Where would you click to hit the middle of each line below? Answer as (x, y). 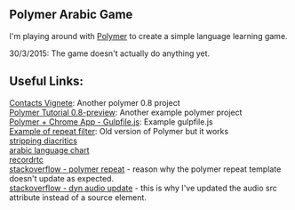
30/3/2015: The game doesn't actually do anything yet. (110, 53)
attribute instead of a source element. (78, 197)
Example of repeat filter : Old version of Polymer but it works (119, 131)
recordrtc (27, 159)
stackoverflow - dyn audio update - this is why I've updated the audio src (143, 188)
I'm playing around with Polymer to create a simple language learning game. (148, 36)
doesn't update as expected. (61, 178)
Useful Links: (47, 81)
